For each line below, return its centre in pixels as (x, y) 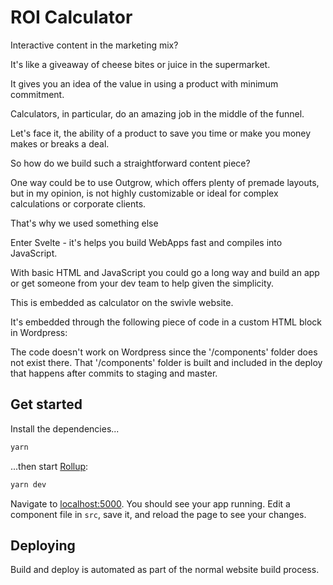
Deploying (43, 545)
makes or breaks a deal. (60, 143)
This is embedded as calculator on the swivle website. (122, 302)
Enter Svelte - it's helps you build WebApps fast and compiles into (146, 242)
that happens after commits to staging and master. (114, 373)
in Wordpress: (39, 332)
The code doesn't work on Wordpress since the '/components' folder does (164, 352)
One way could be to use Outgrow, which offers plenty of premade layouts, (165, 182)
